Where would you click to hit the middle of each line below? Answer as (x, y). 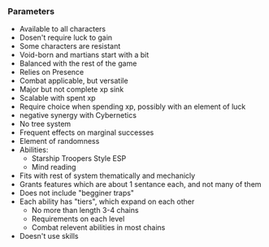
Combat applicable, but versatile (74, 81)
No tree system (45, 124)
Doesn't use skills (49, 236)
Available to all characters (63, 29)
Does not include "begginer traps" (77, 193)
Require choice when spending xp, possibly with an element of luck (132, 106)
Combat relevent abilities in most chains (98, 227)
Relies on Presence (52, 72)
